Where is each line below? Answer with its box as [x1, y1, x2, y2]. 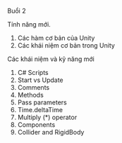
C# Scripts [17, 69, 49, 76]
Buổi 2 [7, 7, 26, 15]
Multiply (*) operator [17, 113, 78, 121]
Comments [17, 83, 50, 91]
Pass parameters [17, 98, 67, 107]
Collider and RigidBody [17, 128, 85, 136]
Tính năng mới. [7, 20, 51, 28]
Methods [17, 91, 44, 99]
